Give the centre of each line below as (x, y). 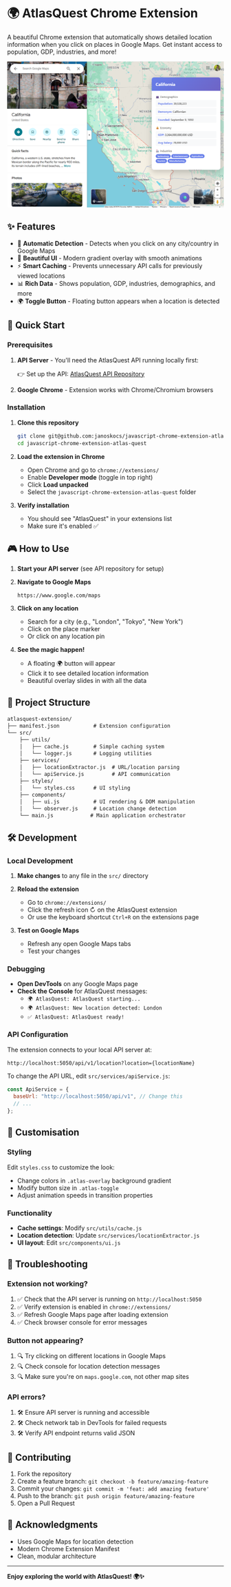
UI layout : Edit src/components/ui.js (69, 1242)
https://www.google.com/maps (59, 596)
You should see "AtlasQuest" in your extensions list (100, 518)
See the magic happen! (51, 650)
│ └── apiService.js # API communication (95, 775)
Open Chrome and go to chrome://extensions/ (93, 470)
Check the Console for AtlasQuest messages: (82, 991)
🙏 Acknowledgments (53, 1525)
